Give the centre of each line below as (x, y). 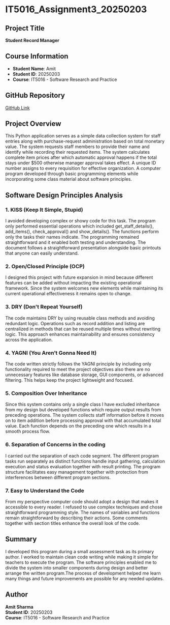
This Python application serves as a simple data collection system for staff (83, 136)
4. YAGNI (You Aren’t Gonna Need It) (51, 353)
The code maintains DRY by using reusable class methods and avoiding (80, 318)
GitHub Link (18, 107)
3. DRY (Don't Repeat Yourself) (44, 307)
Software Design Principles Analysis (64, 195)
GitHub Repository (35, 95)
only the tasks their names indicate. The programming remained (72, 237)
